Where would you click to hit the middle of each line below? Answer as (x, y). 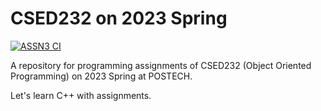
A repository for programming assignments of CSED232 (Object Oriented (161, 65)
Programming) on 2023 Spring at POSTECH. (101, 76)
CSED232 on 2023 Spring (119, 18)
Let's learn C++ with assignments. (81, 95)
